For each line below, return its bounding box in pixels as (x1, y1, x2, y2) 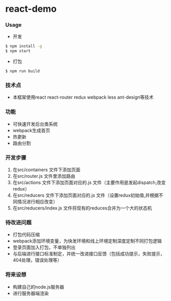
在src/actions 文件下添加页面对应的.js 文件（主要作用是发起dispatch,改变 (12, 179, 166, 186)
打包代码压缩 (12, 231, 40, 238)
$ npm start (5, 49, 31, 54)
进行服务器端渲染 (12, 290, 49, 296)
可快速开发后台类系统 (12, 121, 58, 127)
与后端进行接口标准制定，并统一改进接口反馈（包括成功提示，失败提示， (12, 251, 165, 257)
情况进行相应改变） (17, 199, 58, 204)
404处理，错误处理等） (12, 257, 62, 263)
